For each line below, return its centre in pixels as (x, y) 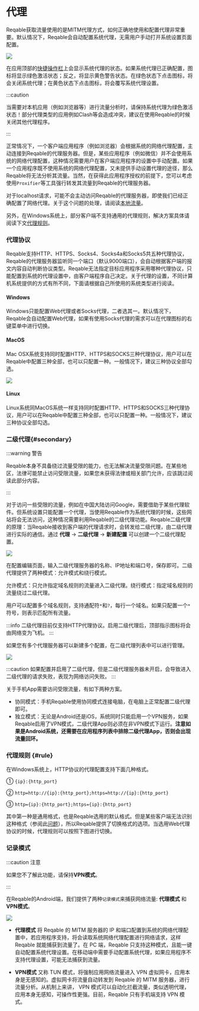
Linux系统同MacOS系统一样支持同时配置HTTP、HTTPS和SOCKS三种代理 (95, 407)
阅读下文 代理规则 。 (30, 223)
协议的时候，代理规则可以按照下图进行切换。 (61, 831)
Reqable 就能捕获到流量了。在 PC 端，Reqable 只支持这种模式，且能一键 (103, 945)
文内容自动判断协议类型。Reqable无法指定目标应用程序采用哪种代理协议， (97, 269)
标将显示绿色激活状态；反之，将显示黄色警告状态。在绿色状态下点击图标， (97, 75)
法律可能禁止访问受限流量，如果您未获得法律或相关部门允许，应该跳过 (102, 473)
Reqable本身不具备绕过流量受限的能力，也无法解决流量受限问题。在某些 (94, 466)
